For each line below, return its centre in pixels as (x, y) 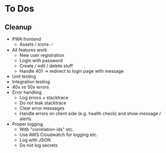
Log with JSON (35, 140)
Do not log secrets (39, 145)
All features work (30, 50)
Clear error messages (42, 108)
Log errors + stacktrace (44, 97)
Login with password (41, 61)
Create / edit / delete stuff (46, 66)
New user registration (42, 55)
